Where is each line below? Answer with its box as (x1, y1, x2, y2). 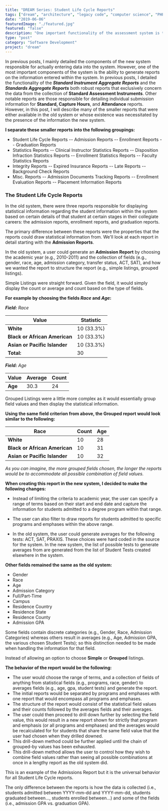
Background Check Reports (12, 168, 69, 174)
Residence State (12, 609, 46, 615)
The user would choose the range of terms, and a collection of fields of (12, 674, 159, 680)
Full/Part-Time (12, 592, 42, 599)
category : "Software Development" (5, 40, 77, 45)
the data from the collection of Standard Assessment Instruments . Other (5, 90, 157, 96)
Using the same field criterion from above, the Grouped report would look (5, 411, 161, 417)
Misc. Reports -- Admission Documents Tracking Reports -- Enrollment (12, 173, 159, 179)
